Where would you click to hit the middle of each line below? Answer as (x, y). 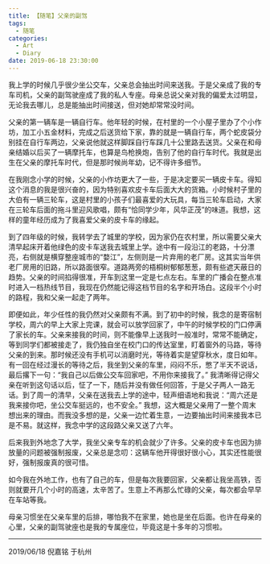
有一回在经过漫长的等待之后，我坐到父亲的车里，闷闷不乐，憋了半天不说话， (135, 364)
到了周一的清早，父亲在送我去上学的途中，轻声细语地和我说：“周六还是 (140, 395)
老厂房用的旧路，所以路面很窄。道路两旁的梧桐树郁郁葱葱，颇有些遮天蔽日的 (135, 267)
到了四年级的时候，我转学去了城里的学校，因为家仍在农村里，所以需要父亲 (131, 236)
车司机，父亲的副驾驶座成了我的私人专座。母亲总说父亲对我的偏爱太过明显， (135, 94)
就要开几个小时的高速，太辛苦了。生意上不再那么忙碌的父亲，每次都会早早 (138, 489)
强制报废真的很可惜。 (57, 462)
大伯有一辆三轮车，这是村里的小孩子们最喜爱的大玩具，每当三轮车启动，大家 (135, 199)
